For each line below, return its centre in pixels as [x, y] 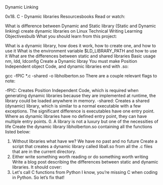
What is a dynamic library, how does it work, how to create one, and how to [81, 46]
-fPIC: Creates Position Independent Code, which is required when [72, 90]
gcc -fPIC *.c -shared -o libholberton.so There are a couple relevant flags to [81, 76]
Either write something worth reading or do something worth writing [80, 157]
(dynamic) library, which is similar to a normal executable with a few [73, 106]
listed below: [18, 132]
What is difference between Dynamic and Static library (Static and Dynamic [81, 26]
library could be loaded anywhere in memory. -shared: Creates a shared [77, 101]
